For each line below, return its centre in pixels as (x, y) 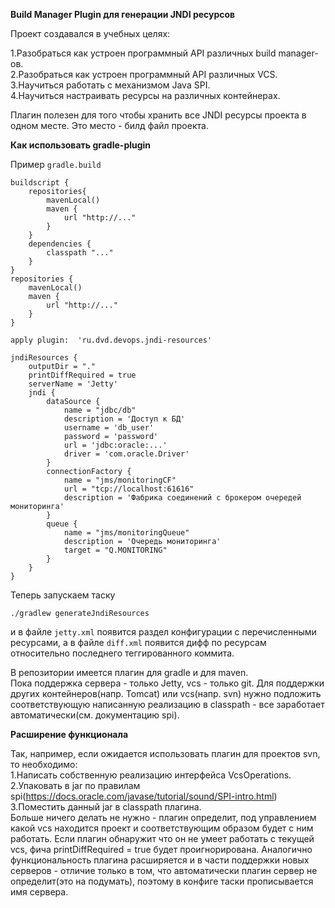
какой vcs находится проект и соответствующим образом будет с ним (162, 828)
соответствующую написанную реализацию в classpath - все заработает (167, 704)
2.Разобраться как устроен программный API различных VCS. (144, 74)
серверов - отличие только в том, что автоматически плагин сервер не (164, 870)
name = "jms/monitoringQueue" (126, 533)
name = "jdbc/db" (100, 410)
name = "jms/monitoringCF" (120, 480)
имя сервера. (39, 892)
